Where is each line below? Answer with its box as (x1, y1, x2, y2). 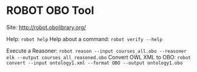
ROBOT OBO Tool (6, 4, 95, 18)
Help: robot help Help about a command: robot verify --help (6, 35, 162, 42)
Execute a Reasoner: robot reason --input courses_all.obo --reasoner (6, 47, 187, 54)
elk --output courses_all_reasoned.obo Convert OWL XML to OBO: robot (6, 53, 191, 61)
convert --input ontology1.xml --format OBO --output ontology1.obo (6, 60, 183, 66)
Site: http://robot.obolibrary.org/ (6, 24, 86, 31)
